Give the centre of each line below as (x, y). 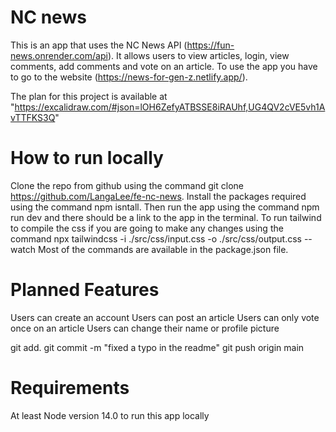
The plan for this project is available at (89, 96)
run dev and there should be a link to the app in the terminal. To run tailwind (166, 217)
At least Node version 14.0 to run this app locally (110, 415)
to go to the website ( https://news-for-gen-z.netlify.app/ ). (129, 77)
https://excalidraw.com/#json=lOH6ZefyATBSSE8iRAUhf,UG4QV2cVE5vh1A (170, 107)
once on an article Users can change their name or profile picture (145, 328)
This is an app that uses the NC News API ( (99, 45)
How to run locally (87, 158)
